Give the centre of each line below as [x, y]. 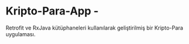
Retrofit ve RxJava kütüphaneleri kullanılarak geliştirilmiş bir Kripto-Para [94, 28]
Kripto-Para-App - [52, 11]
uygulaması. [20, 34]
